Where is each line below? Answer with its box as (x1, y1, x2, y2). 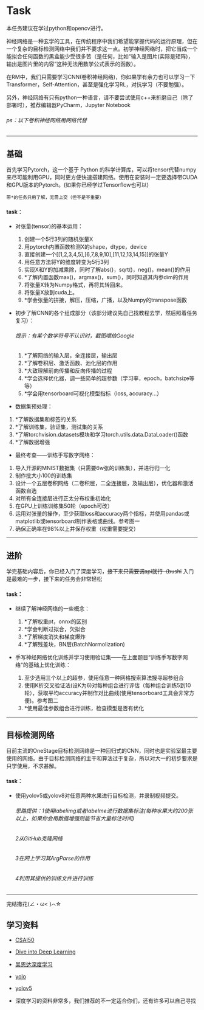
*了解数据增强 (15, 438, 50, 446)
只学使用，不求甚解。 (6, 763, 59, 770)
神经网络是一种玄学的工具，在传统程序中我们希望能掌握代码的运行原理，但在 (6, 37, 198, 44)
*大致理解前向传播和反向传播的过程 (24, 367, 112, 375)
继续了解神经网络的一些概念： (15, 605, 90, 612)
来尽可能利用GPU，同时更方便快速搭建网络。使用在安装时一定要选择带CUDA (6, 173, 198, 181)
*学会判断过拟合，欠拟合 (24, 626, 86, 633)
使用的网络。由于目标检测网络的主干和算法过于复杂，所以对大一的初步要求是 (6, 755, 198, 762)
